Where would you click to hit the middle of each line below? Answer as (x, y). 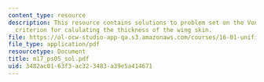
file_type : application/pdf (54, 45)
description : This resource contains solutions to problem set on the (126, 23)
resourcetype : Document (47, 52)
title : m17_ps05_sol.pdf (49, 59)
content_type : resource (47, 15)
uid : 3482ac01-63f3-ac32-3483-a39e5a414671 (81, 66)
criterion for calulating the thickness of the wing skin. (114, 30)
